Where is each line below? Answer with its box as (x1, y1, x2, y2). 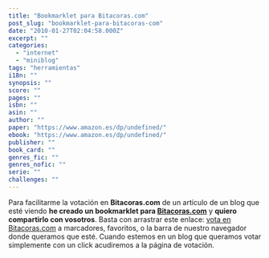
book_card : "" (8, 146, 56, 154)
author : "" (8, 116, 45, 124)
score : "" (8, 86, 42, 95)
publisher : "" (8, 138, 56, 147)
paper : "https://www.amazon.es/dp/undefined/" (8, 123, 167, 131)
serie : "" (8, 168, 42, 176)
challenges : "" (8, 175, 59, 184)
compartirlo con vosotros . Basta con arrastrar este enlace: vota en (8, 214, 231, 224)
